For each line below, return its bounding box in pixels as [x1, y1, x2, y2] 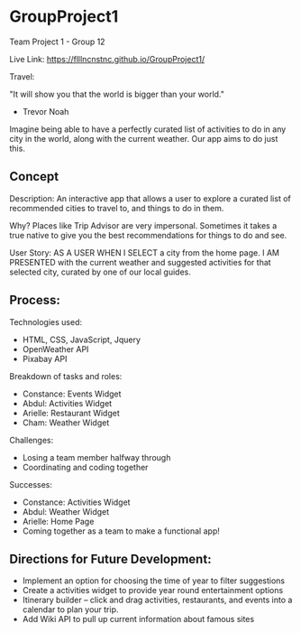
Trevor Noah [22, 106, 69, 116]
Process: [9, 293, 60, 308]
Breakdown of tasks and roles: [9, 370, 123, 381]
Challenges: [9, 434, 54, 445]
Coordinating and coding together [22, 461, 149, 472]
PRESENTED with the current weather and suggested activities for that [9, 256, 272, 267]
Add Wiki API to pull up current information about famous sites [22, 614, 255, 625]
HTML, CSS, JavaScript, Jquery [22, 334, 141, 345]
